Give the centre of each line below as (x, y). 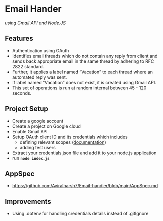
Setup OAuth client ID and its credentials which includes (70, 137)
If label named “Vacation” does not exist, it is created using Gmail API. (84, 82)
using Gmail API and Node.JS (36, 23)
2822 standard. (28, 66)
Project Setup (27, 109)
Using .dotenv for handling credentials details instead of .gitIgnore (80, 214)
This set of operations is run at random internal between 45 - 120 (79, 88)
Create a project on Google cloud (47, 126)
